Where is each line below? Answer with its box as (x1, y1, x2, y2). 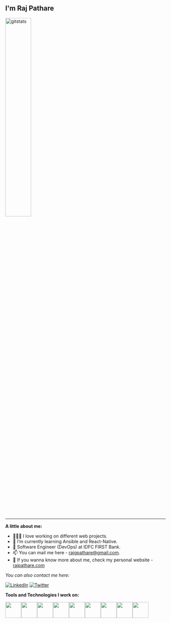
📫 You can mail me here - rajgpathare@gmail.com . (12, 549, 121, 555)
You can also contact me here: (5, 572, 70, 578)
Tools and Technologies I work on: (5, 591, 79, 598)
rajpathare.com (12, 562, 45, 568)
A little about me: (5, 523, 42, 529)
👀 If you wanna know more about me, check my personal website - (12, 557, 153, 563)
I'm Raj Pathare (5, 4, 54, 13)
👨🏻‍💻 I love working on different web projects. (12, 533, 108, 539)
